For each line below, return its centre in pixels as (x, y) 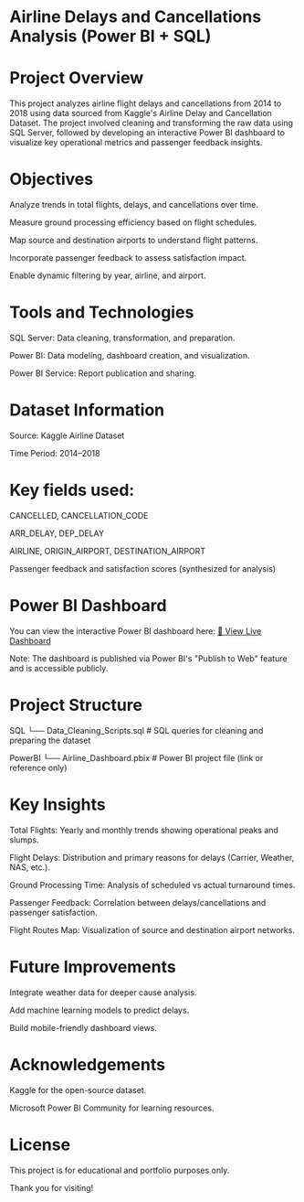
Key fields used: (72, 490)
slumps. (24, 840)
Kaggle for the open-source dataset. (78, 1089)
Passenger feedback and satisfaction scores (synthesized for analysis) (143, 568)
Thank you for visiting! (52, 1187)
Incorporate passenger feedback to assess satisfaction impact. (128, 258)
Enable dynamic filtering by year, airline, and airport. (108, 275)
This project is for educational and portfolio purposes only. (120, 1170)
